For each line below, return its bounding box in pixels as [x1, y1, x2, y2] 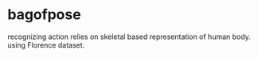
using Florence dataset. [7, 40, 85, 49]
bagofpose [7, 6, 81, 24]
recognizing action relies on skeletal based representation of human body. [7, 32, 252, 41]
